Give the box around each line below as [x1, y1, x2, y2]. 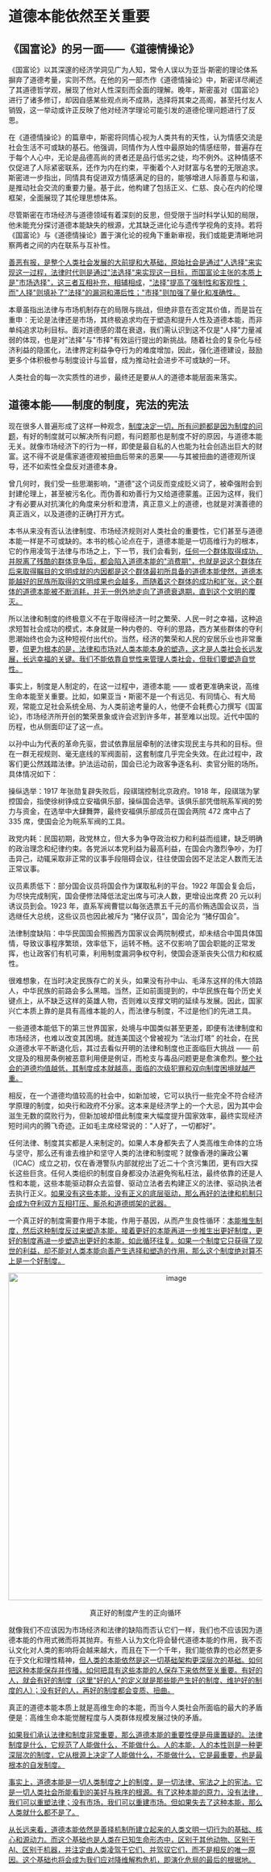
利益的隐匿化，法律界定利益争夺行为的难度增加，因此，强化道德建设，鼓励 [15, 345, 263, 355]
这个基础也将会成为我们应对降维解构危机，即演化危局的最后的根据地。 [22, 1854, 256, 1864]
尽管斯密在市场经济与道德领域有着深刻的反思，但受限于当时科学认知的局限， [8, 211, 263, 219]
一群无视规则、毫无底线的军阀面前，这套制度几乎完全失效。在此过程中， [15, 748, 256, 758]
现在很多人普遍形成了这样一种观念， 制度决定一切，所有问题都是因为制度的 [8, 421, 256, 431]
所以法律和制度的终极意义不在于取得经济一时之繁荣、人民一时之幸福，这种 [8, 614, 256, 623]
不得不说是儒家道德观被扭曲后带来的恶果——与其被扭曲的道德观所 [29, 451, 248, 461]
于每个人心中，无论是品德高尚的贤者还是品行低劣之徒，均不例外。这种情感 [8, 152, 256, 162]
